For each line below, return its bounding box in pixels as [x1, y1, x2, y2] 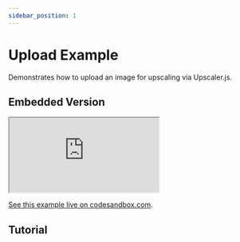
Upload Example [8, 45, 119, 64]
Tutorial [8, 223, 48, 236]
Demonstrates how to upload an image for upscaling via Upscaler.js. [8, 72, 233, 82]
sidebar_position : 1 [8, 11, 77, 20]
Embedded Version [8, 95, 105, 108]
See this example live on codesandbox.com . [8, 200, 153, 209]
